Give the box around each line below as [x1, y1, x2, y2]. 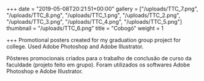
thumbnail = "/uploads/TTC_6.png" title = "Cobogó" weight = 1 [6, 24, 164, 32]
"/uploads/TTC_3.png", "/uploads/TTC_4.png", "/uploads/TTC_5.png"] [6, 18, 183, 25]
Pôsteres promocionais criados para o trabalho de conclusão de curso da [6, 55, 192, 62]
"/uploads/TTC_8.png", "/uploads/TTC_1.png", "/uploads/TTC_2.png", [6, 12, 181, 19]
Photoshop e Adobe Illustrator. [6, 68, 83, 75]
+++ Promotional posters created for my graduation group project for [6, 37, 181, 43]
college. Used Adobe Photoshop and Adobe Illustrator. [6, 43, 144, 50]
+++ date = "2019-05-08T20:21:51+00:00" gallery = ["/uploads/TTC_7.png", [6, 5, 198, 12]
